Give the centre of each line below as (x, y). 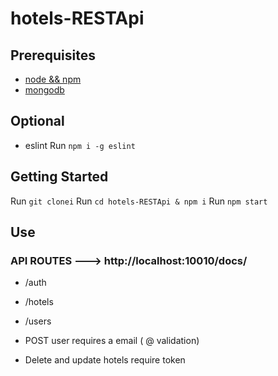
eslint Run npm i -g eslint (80, 145)
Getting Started (59, 177)
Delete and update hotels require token (105, 360)
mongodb (44, 90)
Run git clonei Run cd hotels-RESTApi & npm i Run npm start (139, 201)
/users (38, 321)
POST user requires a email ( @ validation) (112, 341)
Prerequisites (53, 55)
